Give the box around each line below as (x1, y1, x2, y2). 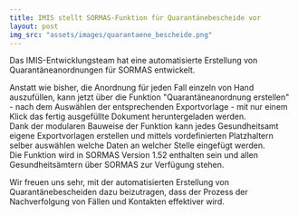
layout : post (9, 22, 59, 31)
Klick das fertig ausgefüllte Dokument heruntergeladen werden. (9, 111, 246, 123)
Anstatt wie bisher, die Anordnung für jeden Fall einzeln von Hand (9, 83, 255, 93)
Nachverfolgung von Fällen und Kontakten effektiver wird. (9, 196, 225, 207)
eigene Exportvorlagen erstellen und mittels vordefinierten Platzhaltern (9, 131, 274, 142)
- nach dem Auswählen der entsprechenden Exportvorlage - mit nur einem (9, 102, 288, 113)
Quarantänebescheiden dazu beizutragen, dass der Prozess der (9, 187, 248, 198)
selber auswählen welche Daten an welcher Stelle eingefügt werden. (9, 140, 265, 151)
